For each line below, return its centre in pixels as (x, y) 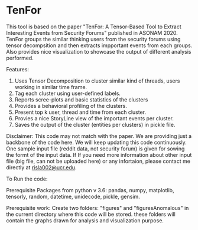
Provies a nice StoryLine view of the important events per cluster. (94, 118)
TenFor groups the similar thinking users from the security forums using (93, 39)
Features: (18, 69)
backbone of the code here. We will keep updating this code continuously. (97, 142)
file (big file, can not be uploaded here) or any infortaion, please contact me (98, 161)
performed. (20, 58)
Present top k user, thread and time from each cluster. (80, 112)
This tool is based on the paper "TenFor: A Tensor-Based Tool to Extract (94, 27)
